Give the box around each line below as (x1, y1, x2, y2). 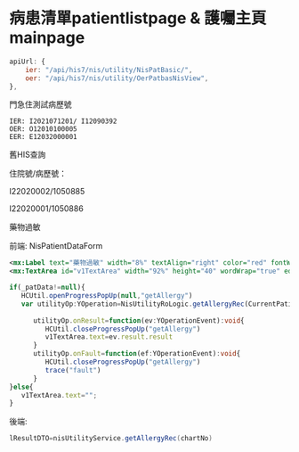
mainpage (9, 28, 85, 48)
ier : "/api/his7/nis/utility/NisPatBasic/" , (25, 65, 193, 74)
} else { (9, 382, 34, 391)
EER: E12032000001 (9, 133, 77, 142)
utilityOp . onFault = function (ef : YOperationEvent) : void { (32, 349, 241, 358)
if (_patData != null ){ (9, 283, 86, 292)
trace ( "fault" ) (44, 366, 101, 374)
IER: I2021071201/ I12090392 (9, 117, 117, 126)
